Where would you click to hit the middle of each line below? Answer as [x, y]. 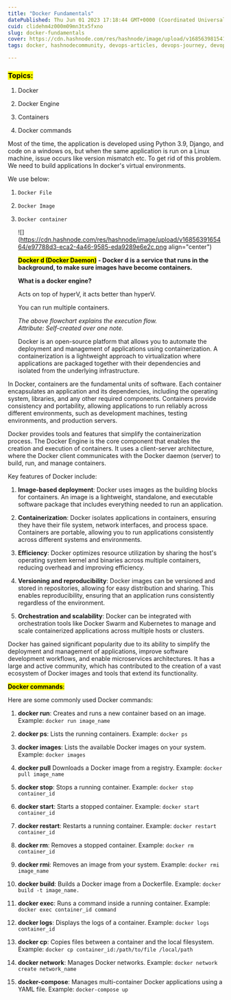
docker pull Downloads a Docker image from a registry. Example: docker [120, 768]
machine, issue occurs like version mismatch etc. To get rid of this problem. [114, 158]
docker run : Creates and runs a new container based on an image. [112, 713]
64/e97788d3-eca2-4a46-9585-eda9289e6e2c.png [92, 247]
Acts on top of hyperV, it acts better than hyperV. [87, 294]
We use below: [29, 179]
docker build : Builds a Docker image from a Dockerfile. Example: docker [119, 884]
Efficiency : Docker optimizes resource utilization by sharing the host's [117, 553]
